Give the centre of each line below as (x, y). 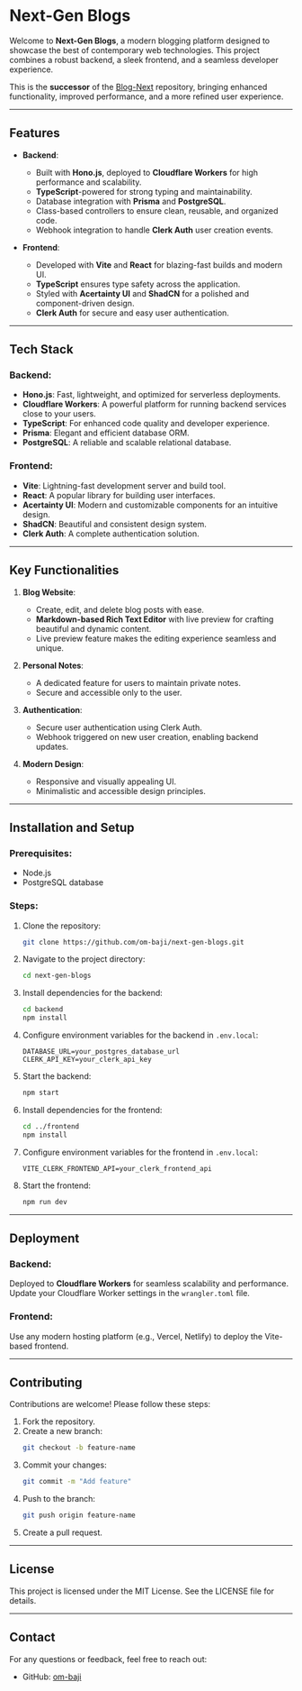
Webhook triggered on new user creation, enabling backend (147, 736)
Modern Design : (53, 763)
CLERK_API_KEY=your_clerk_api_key (87, 1060)
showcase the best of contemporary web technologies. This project (135, 50)
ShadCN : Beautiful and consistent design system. (114, 524)
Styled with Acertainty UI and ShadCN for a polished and (142, 293)
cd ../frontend (51, 1126)
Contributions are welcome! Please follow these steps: (110, 1404)
